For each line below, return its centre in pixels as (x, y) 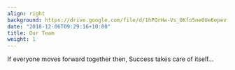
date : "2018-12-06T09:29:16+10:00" (59, 26)
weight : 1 (22, 40)
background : (24, 20)
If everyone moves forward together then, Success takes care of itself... (111, 59)
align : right (26, 14)
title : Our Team (31, 33)
